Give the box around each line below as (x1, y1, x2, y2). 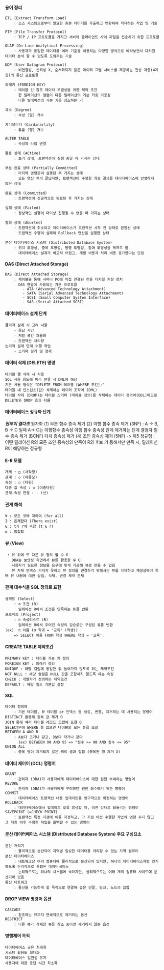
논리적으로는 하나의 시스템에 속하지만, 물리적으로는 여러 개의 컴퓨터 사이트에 (18, 869, 152, 874)
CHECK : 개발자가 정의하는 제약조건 (5, 677, 68, 682)
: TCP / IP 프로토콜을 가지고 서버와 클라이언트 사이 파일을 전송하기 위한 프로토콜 (14, 35, 160, 40)
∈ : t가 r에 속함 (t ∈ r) (5, 524, 54, 529)
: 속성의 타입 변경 (14, 142, 47, 146)
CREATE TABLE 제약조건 (5, 644, 54, 650)
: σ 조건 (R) (14, 601, 38, 606)
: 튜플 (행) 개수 (14, 128, 44, 133)
